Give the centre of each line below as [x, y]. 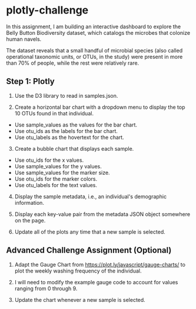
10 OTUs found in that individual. [54, 113]
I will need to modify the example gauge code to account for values [96, 282]
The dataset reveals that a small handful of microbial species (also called [94, 50]
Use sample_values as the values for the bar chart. [76, 125]
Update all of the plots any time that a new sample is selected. [90, 232]
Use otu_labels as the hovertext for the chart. [69, 137]
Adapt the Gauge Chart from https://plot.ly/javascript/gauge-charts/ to [100, 264]
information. [29, 202]
